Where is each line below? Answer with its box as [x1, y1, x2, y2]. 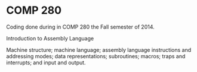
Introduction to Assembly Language [6, 35, 94, 42]
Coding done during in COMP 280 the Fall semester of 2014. [6, 23, 155, 30]
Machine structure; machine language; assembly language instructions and [6, 46, 192, 54]
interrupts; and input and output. [6, 59, 86, 66]
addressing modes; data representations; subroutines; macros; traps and [6, 52, 186, 60]
